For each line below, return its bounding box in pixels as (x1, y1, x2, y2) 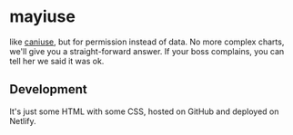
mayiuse (9, 6, 76, 27)
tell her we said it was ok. (9, 55, 105, 66)
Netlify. (9, 115, 36, 126)
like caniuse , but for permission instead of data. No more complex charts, (9, 36, 285, 47)
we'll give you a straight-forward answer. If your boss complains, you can (9, 45, 285, 56)
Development (9, 82, 88, 97)
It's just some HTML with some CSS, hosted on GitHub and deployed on (9, 106, 279, 117)
